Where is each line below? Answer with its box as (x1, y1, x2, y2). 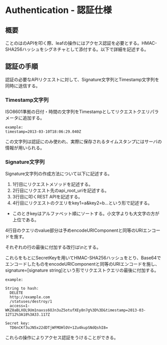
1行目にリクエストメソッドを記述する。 (12, 181, 93, 187)
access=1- (9, 304, 30, 309)
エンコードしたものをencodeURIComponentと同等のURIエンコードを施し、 (5, 261, 160, 267)
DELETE (9, 290, 23, 296)
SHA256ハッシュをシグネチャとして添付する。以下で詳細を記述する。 (5, 46, 149, 52)
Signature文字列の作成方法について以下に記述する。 (5, 171, 112, 177)
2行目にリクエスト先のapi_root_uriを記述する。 (12, 187, 109, 193)
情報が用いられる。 (5, 145, 45, 151)
